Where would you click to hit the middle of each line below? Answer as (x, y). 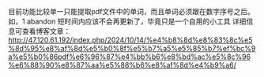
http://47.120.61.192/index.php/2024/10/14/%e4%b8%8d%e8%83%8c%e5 (130, 40)
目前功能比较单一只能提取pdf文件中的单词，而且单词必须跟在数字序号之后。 (132, 11)
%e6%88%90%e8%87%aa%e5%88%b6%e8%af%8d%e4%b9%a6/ (123, 65)
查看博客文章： (46, 31)
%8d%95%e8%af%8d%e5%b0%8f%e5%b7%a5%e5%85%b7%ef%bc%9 (132, 48)
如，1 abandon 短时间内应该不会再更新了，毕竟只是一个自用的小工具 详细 (127, 21)
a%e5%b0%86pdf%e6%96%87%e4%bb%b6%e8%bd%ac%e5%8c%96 (130, 57)
